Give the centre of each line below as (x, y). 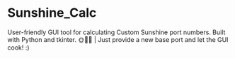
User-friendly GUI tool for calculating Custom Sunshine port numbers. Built (116, 32)
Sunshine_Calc (52, 13)
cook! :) (18, 48)
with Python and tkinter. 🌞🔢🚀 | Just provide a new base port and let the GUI (118, 39)
